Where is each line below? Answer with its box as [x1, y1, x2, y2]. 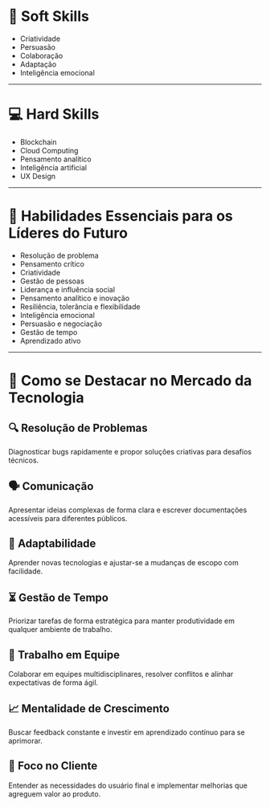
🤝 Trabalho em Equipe [8, 648, 121, 662]
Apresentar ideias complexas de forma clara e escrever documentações [8, 505, 247, 515]
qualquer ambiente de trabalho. [8, 625, 112, 634]
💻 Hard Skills [8, 105, 100, 124]
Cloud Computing [19, 145, 79, 155]
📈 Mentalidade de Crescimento [8, 702, 170, 715]
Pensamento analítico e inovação [19, 293, 130, 303]
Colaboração [19, 51, 63, 60]
